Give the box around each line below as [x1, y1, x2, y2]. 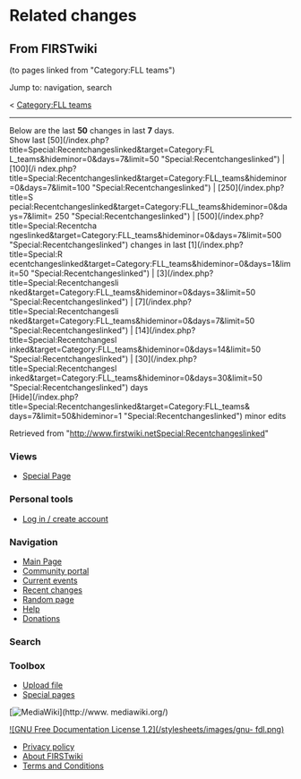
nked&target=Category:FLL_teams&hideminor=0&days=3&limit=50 [9, 287, 256, 297]
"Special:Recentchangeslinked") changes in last [9, 239, 186, 250]
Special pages [21, 689, 75, 700]
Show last [9, 135, 47, 145]
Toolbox [9, 659, 46, 672]
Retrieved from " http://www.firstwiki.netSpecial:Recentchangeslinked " [9, 428, 269, 439]
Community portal [21, 565, 90, 576]
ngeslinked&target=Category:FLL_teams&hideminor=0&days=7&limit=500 [9, 230, 282, 240]
